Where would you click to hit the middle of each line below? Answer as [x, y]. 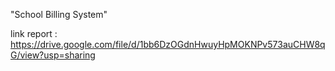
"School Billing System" [59, 14]
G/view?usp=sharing [53, 55]
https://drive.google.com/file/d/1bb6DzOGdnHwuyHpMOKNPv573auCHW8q [168, 44]
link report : [34, 33]
